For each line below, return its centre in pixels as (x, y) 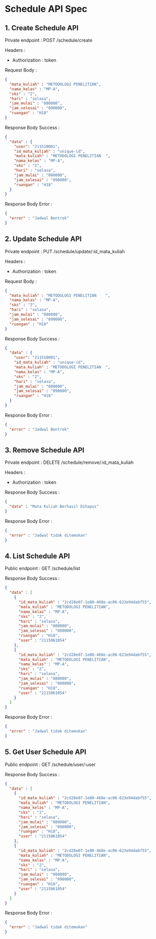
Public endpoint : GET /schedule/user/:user (50, 764)
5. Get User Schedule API (46, 752)
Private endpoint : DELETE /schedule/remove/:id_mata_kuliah (69, 462)
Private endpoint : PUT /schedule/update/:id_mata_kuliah (65, 251)
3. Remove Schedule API (45, 450)
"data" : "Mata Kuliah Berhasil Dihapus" (54, 506)
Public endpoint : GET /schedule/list (42, 569)
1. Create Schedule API (42, 28)
